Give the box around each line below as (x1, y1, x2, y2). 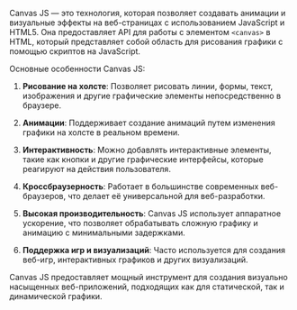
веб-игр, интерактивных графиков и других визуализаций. (22, 254, 249, 265)
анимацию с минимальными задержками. (22, 227, 186, 238)
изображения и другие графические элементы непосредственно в (22, 90, 282, 101)
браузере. (22, 100, 61, 111)
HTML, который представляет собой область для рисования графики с (9, 36, 283, 47)
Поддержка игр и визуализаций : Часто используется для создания (22, 245, 286, 255)
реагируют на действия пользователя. (22, 164, 171, 174)
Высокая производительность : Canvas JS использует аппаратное (22, 208, 282, 219)
